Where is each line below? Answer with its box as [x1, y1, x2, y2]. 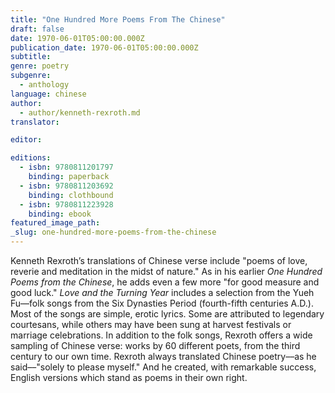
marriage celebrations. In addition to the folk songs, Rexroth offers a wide [10, 329, 313, 341]
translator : [10, 117, 60, 127]
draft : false [10, 24, 65, 34]
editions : [10, 153, 52, 163]
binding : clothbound [28, 190, 114, 200]
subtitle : [10, 52, 52, 62]
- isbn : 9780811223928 [19, 199, 114, 210]
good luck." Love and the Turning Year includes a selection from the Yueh [10, 287, 315, 298]
